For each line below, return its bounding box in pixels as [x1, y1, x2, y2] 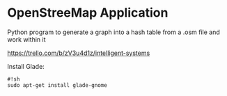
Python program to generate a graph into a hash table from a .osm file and [7, 28, 221, 36]
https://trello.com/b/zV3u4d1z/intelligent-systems [7, 49, 150, 57]
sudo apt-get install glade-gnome [7, 81, 108, 88]
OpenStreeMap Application [7, 5, 169, 21]
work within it [7, 35, 46, 43]
